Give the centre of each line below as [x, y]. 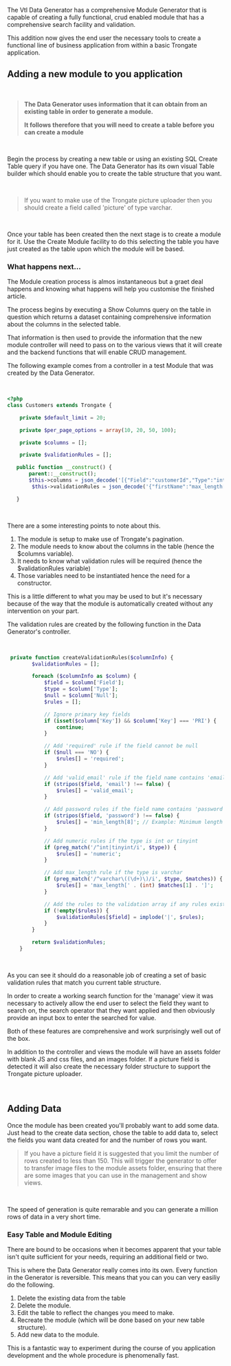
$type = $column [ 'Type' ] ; [81, 689]
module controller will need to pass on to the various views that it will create [114, 345]
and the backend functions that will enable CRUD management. [97, 352]
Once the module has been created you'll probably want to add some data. [113, 1125]
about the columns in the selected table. [64, 324]
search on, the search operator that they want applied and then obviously [111, 1010]
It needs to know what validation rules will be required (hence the [110, 561]
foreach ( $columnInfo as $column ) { [84, 676]
